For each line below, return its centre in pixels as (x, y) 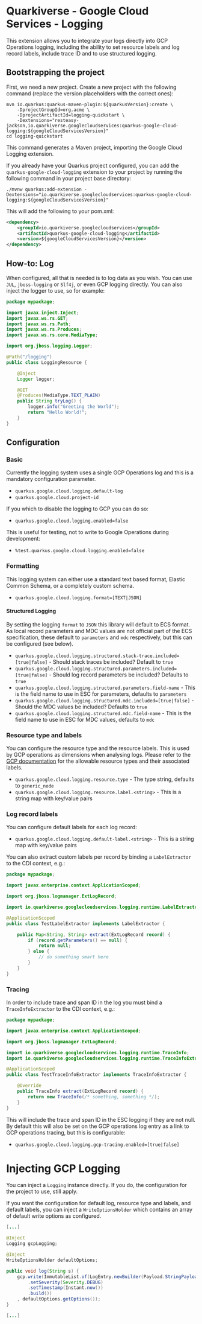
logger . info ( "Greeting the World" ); (74, 407)
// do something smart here (74, 957)
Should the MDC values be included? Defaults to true (81, 707)
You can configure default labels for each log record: (72, 827)
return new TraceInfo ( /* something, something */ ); (94, 1096)
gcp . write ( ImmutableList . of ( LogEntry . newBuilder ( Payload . (91, 1277)
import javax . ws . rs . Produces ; (44, 329)
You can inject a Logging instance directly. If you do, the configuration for (97, 1185)
